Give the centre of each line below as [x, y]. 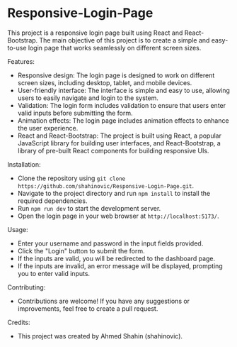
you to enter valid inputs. [54, 273]
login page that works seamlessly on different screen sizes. [115, 48]
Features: [21, 61]
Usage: [18, 229]
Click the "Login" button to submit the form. [81, 250]
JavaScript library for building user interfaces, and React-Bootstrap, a [119, 143]
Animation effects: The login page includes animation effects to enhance [123, 120]
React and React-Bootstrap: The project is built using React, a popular [119, 136]
